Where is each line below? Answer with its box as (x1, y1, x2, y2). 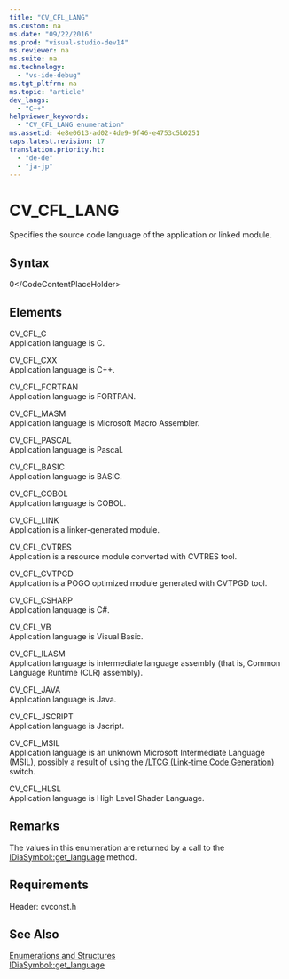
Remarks (9, 819, 60, 834)
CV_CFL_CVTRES (9, 542, 73, 552)
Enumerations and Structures (9, 951, 116, 961)
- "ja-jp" (17, 162, 53, 171)
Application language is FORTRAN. (9, 390, 137, 401)
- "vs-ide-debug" (17, 71, 82, 80)
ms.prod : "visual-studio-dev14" (9, 37, 129, 47)
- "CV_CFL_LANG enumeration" (17, 121, 125, 130)
